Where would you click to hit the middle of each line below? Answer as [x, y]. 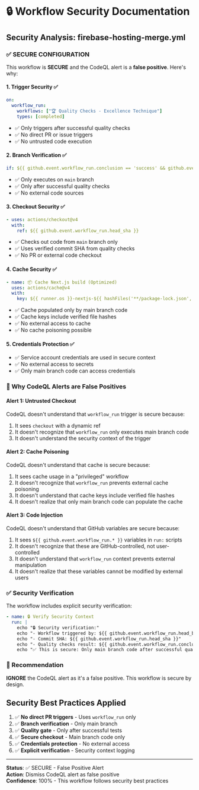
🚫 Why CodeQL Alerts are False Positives [66, 387]
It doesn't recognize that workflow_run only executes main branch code [102, 432]
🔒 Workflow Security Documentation [98, 12]
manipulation [31, 565]
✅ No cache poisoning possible [53, 330]
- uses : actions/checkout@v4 [42, 219]
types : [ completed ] [41, 116]
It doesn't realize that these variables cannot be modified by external [99, 571]
